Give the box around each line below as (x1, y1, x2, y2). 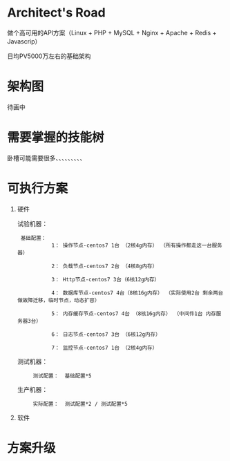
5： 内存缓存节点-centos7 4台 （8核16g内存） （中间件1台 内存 (51, 310, 216, 317)
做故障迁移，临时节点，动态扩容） (17, 297, 100, 303)
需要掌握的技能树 (7, 130, 105, 146)
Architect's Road (7, 5, 106, 21)
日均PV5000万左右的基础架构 (7, 52, 91, 60)
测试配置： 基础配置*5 (32, 372, 92, 379)
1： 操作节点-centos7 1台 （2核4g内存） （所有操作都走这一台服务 (51, 242, 222, 249)
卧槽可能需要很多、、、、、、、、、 (7, 153, 86, 162)
